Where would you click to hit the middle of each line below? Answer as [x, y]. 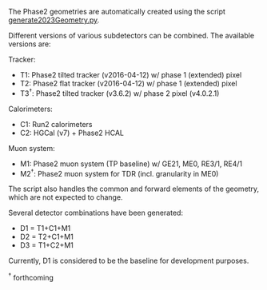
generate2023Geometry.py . [54, 20]
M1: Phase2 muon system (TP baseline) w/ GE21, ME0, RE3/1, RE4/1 [131, 164]
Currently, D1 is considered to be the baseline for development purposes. [129, 261]
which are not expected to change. [66, 197]
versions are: [30, 44]
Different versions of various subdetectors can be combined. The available [131, 36]
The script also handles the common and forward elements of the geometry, [134, 189]
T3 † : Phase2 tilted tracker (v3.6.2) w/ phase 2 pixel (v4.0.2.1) [120, 93]
